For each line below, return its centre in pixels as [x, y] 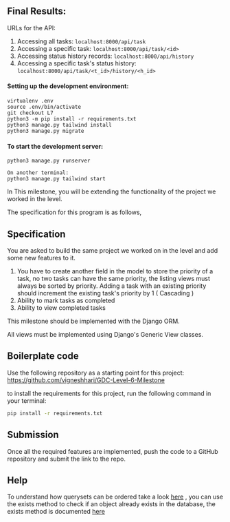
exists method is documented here [56, 512]
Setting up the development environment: [68, 86]
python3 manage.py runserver [49, 161]
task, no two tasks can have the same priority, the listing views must [114, 279]
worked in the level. [35, 199]
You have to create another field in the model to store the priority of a [115, 271]
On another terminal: [38, 173]
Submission [33, 435]
